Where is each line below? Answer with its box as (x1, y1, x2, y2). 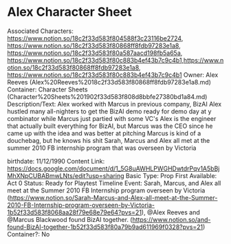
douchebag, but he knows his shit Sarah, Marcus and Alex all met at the (7, 136, 210, 144)
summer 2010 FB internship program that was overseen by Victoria (7, 144, 197, 152)
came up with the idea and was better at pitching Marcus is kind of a (7, 129, 201, 137)
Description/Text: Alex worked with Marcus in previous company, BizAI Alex (7, 100, 222, 108)
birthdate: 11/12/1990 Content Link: (7, 157, 105, 165)
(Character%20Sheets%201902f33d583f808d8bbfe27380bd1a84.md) (7, 92, 208, 100)
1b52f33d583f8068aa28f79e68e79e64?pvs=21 (7, 208, 142, 217)
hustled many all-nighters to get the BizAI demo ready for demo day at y (7, 107, 212, 115)
